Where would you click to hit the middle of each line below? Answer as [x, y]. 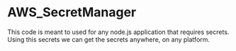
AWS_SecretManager [72, 12]
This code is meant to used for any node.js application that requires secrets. [118, 32]
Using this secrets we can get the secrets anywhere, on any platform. [109, 39]
